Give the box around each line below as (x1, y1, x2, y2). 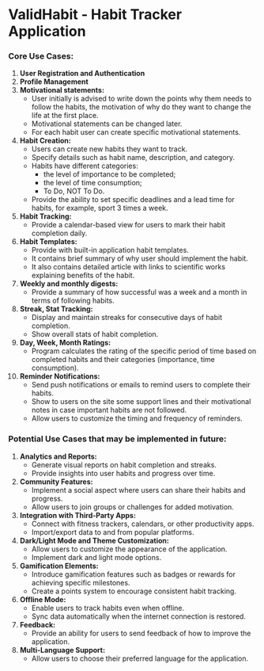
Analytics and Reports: (19, 452, 97, 461)
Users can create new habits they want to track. (31, 144, 188, 154)
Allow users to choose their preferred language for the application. (31, 654, 249, 663)
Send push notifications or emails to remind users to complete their (31, 380, 251, 390)
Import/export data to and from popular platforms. (31, 527, 194, 536)
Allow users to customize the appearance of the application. (31, 544, 228, 554)
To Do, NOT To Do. (43, 186, 105, 196)
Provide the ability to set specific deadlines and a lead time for (31, 195, 235, 204)
